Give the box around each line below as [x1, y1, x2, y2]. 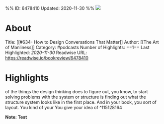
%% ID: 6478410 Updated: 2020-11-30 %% [5, 5, 94, 11]
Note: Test [5, 114, 27, 120]
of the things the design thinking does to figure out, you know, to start [5, 88, 148, 94]
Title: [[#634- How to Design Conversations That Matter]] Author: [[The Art [5, 39, 159, 45]
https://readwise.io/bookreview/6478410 [5, 55, 88, 61]
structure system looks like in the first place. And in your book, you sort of [5, 99, 157, 105]
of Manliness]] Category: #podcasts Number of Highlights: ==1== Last [5, 44, 150, 50]
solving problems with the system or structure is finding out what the [5, 94, 146, 100]
